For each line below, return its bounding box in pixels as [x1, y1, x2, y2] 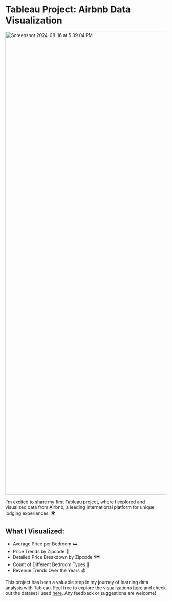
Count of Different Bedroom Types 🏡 [12, 561, 90, 568]
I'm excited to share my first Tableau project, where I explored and [5, 499, 145, 505]
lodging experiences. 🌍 [5, 510, 56, 516]
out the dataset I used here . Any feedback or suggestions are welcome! [5, 590, 156, 596]
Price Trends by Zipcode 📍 [12, 548, 69, 554]
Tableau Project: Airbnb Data [5, 4, 131, 15]
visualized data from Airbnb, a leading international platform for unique [5, 504, 155, 510]
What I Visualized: [5, 527, 65, 536]
